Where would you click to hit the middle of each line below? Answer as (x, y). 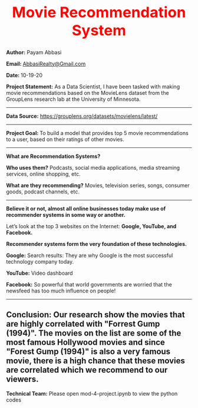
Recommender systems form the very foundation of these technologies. (97, 244)
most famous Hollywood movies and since (85, 342)
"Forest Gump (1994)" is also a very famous (88, 352)
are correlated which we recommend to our (87, 370)
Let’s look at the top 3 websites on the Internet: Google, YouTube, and (91, 226)
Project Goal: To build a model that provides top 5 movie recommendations (97, 133)
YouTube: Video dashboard (39, 273)
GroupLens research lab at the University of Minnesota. (73, 99)
